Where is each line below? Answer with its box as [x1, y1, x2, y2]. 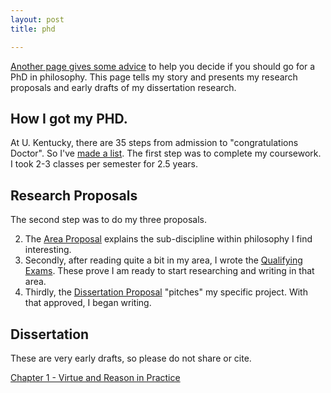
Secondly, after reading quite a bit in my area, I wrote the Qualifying [24, 254, 303, 266]
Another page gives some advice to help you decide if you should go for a [10, 60, 316, 72]
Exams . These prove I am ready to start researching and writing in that [24, 265, 315, 277]
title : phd [10, 24, 56, 34]
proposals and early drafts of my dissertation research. [10, 81, 237, 93]
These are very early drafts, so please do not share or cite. [10, 352, 252, 364]
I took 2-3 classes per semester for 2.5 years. [10, 158, 199, 170]
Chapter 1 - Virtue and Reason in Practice [10, 371, 181, 383]
